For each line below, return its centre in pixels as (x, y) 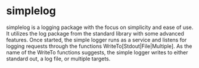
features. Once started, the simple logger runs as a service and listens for (97, 40)
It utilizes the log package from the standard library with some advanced (95, 33)
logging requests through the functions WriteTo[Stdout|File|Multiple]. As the (99, 46)
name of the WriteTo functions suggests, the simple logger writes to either (97, 52)
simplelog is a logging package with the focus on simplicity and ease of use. (100, 27)
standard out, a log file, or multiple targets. (58, 59)
